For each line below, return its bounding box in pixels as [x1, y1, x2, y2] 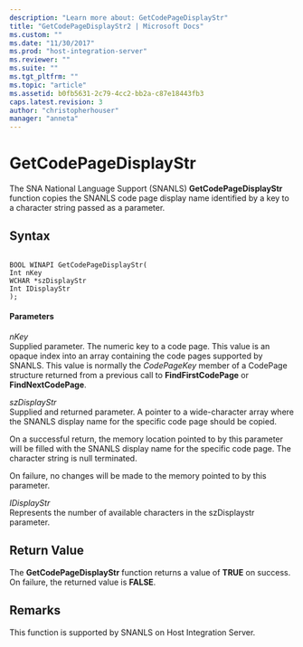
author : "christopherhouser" [9, 106, 119, 115]
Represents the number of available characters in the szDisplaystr [9, 508, 255, 519]
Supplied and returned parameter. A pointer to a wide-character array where [9, 406, 294, 417]
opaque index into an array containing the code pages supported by [9, 350, 263, 362]
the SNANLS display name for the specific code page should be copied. [9, 416, 278, 427]
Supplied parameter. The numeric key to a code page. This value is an [9, 341, 270, 352]
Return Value [9, 543, 84, 558]
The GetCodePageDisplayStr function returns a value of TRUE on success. [9, 566, 291, 577]
